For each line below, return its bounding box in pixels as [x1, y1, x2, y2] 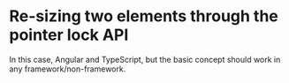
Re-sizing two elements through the [9, 6, 278, 26]
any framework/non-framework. [9, 64, 126, 74]
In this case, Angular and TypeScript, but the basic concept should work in [9, 54, 281, 64]
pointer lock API [9, 25, 129, 45]
